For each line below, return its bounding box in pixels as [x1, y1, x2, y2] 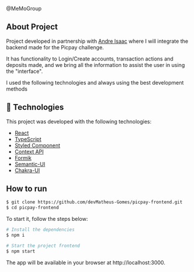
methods [6, 85, 28, 92]
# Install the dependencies [6, 227, 75, 233]
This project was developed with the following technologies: [6, 117, 152, 125]
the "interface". [6, 68, 43, 75]
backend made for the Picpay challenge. [6, 43, 104, 51]
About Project [6, 22, 58, 32]
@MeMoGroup [6, 5, 42, 12]
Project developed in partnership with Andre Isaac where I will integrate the [6, 38, 189, 45]
